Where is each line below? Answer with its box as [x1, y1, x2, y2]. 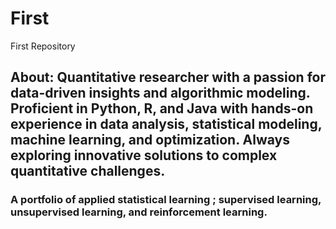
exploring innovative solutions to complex [10, 147, 278, 164]
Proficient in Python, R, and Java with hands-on [10, 100, 314, 117]
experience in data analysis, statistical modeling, [10, 116, 323, 133]
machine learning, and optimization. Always [10, 132, 290, 149]
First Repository [10, 40, 76, 52]
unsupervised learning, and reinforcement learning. [10, 205, 268, 219]
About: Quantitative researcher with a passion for [10, 69, 326, 86]
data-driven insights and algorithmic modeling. [10, 85, 311, 102]
